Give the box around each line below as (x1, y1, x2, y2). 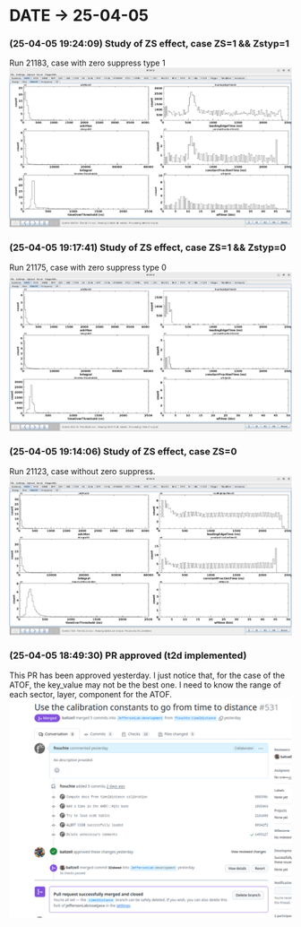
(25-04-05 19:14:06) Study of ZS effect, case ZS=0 (9, 446, 237, 458)
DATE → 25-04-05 (9, 5, 150, 26)
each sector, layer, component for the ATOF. (9, 689, 173, 699)
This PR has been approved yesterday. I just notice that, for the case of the (9, 670, 285, 680)
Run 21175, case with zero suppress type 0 (9, 262, 168, 273)
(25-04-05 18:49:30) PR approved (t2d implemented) (9, 649, 247, 662)
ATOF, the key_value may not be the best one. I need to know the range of (9, 679, 281, 690)
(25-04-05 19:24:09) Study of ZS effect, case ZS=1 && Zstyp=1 (9, 38, 289, 50)
